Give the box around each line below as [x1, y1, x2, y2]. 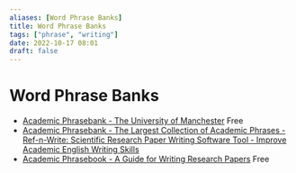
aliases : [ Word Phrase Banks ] [9, 13, 123, 23]
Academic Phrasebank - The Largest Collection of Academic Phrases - [22, 125, 286, 136]
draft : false [9, 47, 58, 56]
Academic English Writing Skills [22, 144, 139, 155]
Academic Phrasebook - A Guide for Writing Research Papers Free [22, 154, 270, 165]
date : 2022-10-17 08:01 [9, 38, 99, 48]
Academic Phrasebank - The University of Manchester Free [22, 115, 244, 126]
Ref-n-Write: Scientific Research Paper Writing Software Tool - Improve [22, 134, 287, 145]
